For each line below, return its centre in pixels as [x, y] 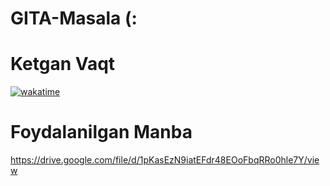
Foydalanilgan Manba [101, 132]
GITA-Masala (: [74, 18]
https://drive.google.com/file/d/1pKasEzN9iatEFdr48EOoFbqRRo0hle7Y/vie [165, 160]
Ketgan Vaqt [63, 64]
